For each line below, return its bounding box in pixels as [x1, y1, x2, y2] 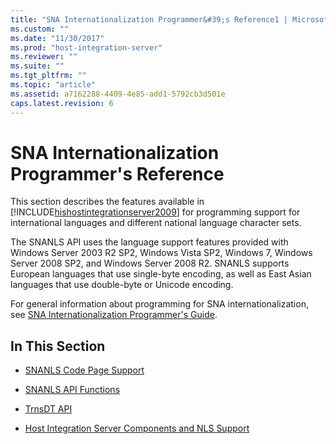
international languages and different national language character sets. [10, 217, 302, 229]
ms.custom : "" [10, 24, 70, 34]
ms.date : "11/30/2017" [10, 33, 105, 43]
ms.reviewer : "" [10, 52, 78, 62]
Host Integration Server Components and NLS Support [24, 422, 250, 435]
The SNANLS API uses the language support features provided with [10, 236, 289, 248]
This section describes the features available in [10, 196, 205, 208]
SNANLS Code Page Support [24, 364, 145, 376]
